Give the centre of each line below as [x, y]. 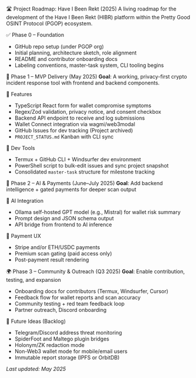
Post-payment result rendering [52, 260]
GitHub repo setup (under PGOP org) [59, 47]
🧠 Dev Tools [21, 148]
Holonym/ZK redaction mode [50, 345]
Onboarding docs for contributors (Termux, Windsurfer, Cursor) [91, 291]
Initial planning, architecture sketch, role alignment [75, 53]
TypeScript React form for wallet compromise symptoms [83, 105]
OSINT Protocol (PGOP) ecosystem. [49, 23]
